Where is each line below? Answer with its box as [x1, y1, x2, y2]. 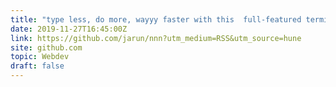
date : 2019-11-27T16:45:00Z [10, 24, 128, 34]
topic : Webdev [10, 52, 70, 62]
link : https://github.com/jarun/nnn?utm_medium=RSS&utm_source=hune [10, 33, 302, 43]
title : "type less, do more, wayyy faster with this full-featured [10, 14, 302, 25]
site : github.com [10, 42, 83, 53]
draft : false [10, 61, 65, 71]
